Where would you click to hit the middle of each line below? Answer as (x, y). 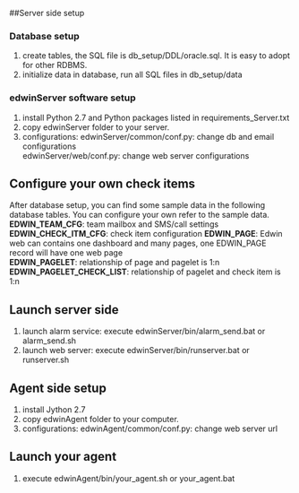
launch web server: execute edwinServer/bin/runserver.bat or (136, 350)
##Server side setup (47, 13)
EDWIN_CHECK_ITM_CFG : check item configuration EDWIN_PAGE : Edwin (146, 234)
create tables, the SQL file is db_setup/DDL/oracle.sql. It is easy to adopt (156, 56)
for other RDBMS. (55, 65)
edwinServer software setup (73, 98)
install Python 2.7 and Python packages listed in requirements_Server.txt (156, 117)
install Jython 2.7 (54, 410)
